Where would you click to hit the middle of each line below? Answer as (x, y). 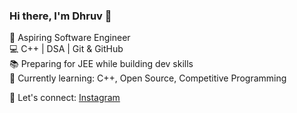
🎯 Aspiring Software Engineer (70, 38)
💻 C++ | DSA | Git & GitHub (66, 49)
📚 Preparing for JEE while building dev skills (101, 64)
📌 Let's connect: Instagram (65, 98)
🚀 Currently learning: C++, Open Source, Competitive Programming (148, 78)
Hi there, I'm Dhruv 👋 (60, 16)
